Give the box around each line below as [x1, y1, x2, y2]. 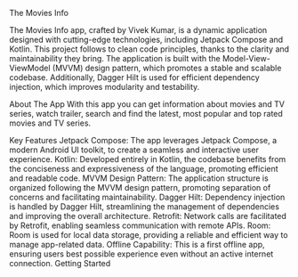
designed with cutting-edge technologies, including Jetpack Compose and [9, 35, 284, 45]
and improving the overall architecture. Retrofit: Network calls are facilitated [9, 211, 287, 221]
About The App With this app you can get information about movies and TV [9, 99, 285, 110]
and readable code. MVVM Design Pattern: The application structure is [9, 173, 269, 183]
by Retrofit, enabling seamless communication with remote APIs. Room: [9, 220, 271, 231]
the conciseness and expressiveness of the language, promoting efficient [9, 164, 278, 174]
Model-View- [221, 53, 271, 63]
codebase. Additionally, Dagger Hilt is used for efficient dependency [9, 72, 260, 83]
